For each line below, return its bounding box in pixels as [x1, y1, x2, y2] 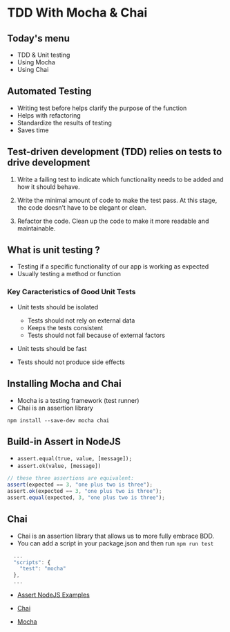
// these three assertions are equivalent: [7, 475, 135, 482]
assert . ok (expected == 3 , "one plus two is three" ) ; [7, 488, 162, 495]
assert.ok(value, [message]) [17, 462, 102, 470]
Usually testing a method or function [17, 270, 122, 278]
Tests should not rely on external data [27, 316, 135, 325]
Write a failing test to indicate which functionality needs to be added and [17, 175, 224, 183]
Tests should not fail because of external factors [27, 331, 166, 339]
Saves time [17, 126, 49, 134]
